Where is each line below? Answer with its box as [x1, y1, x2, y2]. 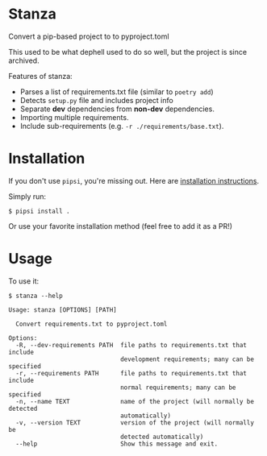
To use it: [8, 276, 40, 286]
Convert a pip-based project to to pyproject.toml [8, 31, 169, 41]
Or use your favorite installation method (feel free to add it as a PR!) [8, 221, 232, 230]
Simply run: [8, 191, 47, 201]
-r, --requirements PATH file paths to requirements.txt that [15, 369, 248, 377]
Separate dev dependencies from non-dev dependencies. [19, 104, 215, 114]
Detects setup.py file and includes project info [19, 95, 173, 105]
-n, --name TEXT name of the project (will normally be [15, 397, 254, 405]
